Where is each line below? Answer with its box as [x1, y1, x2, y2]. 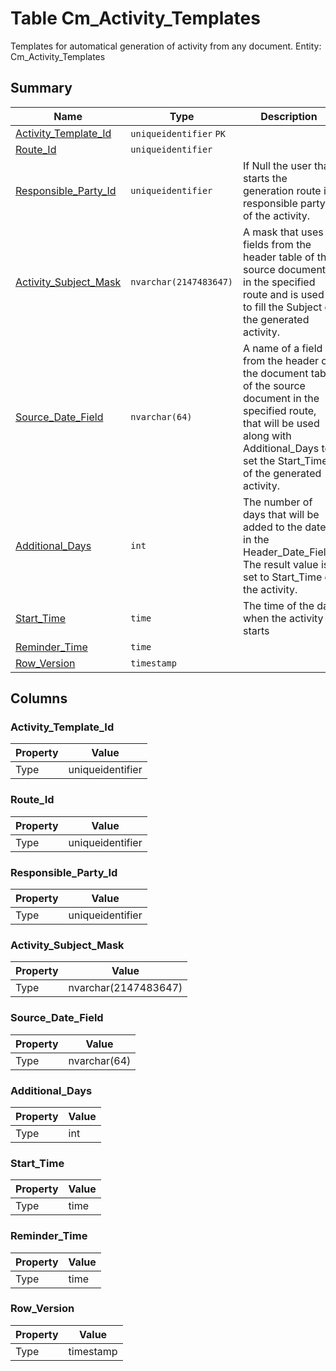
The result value [243, 557, 319, 571]
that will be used [243, 416, 320, 430]
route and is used [243, 287, 325, 301]
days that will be [243, 507, 320, 521]
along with [243, 428, 292, 442]
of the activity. [243, 208, 311, 222]
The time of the [243, 598, 315, 612]
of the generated [243, 466, 322, 480]
